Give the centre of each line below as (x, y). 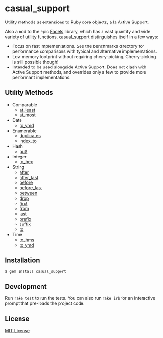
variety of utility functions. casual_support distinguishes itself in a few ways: (82, 37)
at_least (27, 110)
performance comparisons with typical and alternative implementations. (84, 51)
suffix (25, 224)
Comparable (25, 104)
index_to (28, 141)
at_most (27, 115)
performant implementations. (41, 77)
